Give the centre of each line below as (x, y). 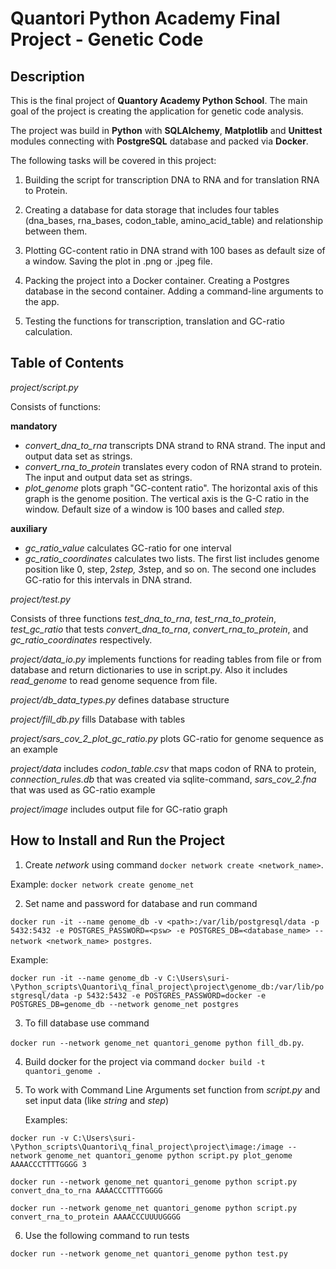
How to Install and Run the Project (117, 840)
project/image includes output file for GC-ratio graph (119, 809)
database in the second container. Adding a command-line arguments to (174, 291)
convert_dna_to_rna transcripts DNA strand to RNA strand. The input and (175, 445)
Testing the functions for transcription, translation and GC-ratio (154, 321)
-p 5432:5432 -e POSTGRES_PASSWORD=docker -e (170, 995)
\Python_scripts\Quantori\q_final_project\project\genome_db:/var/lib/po (167, 987)
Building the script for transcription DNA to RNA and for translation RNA (172, 180)
